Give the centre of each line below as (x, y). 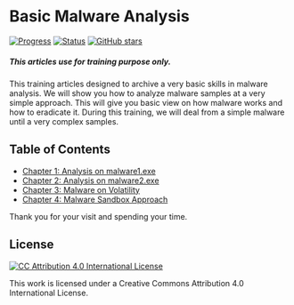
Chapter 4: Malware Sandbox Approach (95, 199)
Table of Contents (60, 150)
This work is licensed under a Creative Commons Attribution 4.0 (127, 283)
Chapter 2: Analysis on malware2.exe (90, 181)
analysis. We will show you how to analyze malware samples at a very (137, 93)
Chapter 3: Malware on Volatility (81, 189)
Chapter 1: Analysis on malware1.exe (89, 171)
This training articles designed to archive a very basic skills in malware (139, 84)
